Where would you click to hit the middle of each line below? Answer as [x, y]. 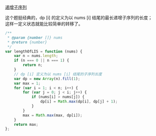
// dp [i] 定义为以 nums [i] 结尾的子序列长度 [58, 74]
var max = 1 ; [27, 83]
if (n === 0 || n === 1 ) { [42, 60]
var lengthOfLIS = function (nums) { [44, 51]
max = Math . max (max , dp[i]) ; [53, 115]
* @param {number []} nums [35, 38]
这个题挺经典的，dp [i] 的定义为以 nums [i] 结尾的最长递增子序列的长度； [79, 18]
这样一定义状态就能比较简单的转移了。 [44, 24]
